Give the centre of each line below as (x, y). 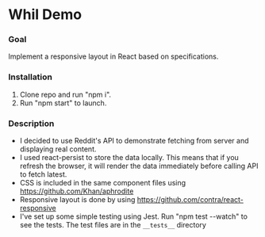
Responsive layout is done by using (77, 200)
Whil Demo (45, 15)
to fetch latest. (43, 174)
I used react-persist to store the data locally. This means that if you (129, 158)
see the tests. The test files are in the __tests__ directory (113, 225)
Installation (31, 77)
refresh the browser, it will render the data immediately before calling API (139, 166)
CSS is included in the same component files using (103, 183)
